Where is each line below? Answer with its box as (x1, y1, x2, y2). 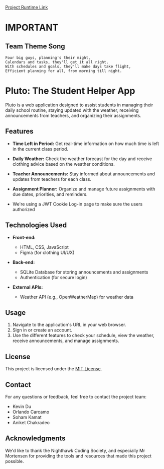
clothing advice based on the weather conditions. (12, 161, 115, 167)
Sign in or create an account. (12, 327, 73, 333)
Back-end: (12, 259, 35, 265)
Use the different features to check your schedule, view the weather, (12, 332, 154, 339)
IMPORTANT (5, 22, 59, 33)
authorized (12, 206, 35, 212)
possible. (5, 458, 24, 464)
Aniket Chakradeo (12, 420, 50, 425)
